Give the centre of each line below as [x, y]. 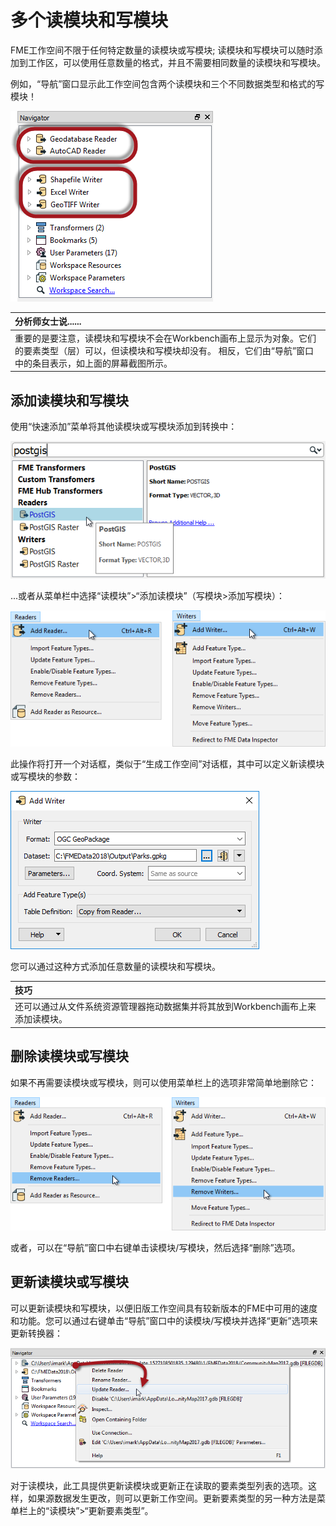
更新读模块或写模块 [69, 1282]
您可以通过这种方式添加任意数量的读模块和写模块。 [115, 966]
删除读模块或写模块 [69, 1056]
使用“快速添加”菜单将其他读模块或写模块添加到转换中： [124, 426]
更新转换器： [36, 1333]
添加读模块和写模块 [69, 400]
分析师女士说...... [48, 322]
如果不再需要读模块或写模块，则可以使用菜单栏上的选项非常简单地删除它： [163, 1082]
